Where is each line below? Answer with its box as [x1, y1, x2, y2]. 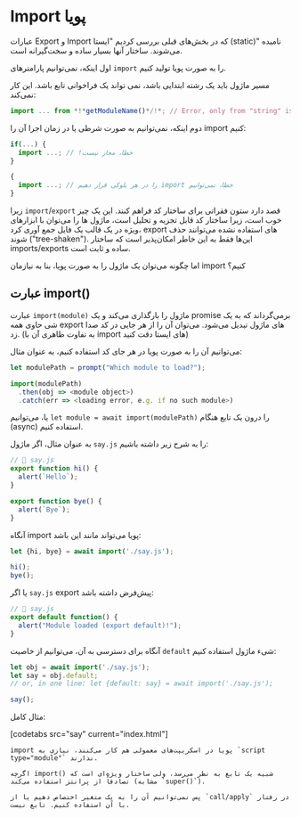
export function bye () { [10, 496, 102, 505]
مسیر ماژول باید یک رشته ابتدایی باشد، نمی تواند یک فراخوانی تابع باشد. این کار [10, 79, 271, 90]
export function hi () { [10, 464, 99, 473]
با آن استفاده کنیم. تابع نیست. [10, 800, 130, 810]
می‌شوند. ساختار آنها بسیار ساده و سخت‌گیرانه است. [10, 45, 183, 55]
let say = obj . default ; [10, 671, 99, 680]
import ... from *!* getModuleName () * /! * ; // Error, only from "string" [10, 106, 281, 115]
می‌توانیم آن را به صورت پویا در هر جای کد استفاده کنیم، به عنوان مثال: [10, 346, 243, 356]
